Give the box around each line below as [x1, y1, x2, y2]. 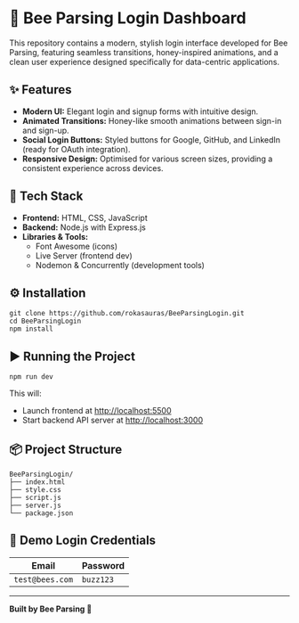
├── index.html [9, 478, 66, 487]
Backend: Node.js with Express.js [21, 222, 147, 233]
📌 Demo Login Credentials [9, 533, 157, 548]
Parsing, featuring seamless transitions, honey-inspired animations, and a [9, 46, 279, 57]
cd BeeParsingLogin [9, 316, 82, 326]
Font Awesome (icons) [35, 241, 118, 251]
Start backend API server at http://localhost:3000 [21, 414, 203, 426]
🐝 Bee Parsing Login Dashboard [9, 8, 246, 29]
